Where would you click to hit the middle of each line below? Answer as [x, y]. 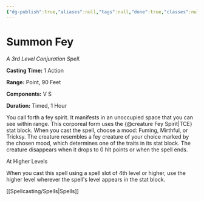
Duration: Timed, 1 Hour [36, 105]
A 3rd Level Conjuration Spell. [43, 59]
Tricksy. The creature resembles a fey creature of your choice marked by [98, 136]
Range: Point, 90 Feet [34, 82]
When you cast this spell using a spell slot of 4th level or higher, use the [96, 173]
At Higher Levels [27, 161]
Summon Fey [40, 41]
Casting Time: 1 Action [35, 70]
